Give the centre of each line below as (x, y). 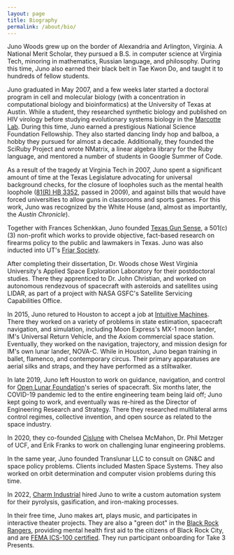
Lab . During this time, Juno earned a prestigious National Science (102, 127)
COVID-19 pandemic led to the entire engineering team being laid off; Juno (115, 394)
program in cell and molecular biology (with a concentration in (97, 97)
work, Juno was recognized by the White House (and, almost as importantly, (117, 207)
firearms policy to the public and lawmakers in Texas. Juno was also (105, 243)
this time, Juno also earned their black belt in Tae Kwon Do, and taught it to (115, 69)
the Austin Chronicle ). (38, 214)
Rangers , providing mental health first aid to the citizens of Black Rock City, (116, 531)
